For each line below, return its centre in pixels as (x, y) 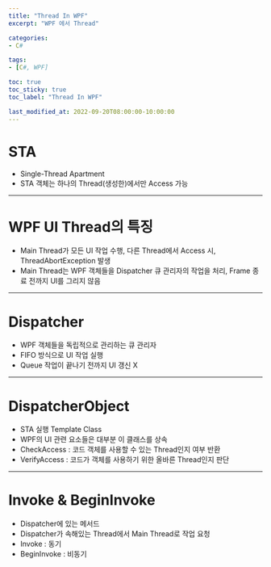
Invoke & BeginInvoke (82, 500)
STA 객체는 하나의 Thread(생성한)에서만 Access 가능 (104, 183)
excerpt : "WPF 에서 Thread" (54, 23)
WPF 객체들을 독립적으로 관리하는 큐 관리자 (88, 345)
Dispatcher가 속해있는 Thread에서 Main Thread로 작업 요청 (115, 534)
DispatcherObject (69, 406)
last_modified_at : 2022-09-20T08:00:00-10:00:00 (92, 111)
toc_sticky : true (38, 90)
